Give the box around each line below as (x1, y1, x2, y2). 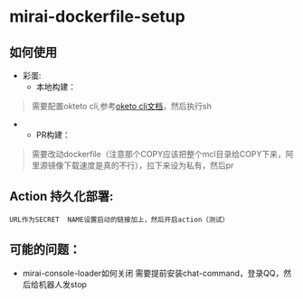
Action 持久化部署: (9, 189, 114, 204)
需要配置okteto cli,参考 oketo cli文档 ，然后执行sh (31, 101, 213, 111)
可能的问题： (9, 242, 81, 257)
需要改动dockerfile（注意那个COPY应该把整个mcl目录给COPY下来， (31, 149, 287, 159)
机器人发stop (38, 278, 88, 290)
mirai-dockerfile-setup (9, 6, 185, 27)
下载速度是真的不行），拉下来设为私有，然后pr (62, 160, 234, 171)
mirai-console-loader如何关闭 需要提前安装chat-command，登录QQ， (22, 267, 284, 278)
